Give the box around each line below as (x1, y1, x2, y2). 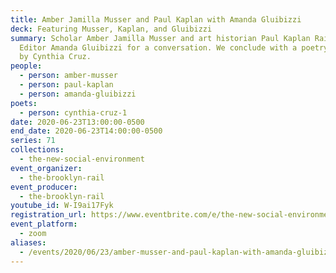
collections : (10, 145, 65, 155)
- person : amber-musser (19, 71, 118, 81)
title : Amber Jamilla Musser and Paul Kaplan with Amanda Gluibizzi (10, 14, 302, 25)
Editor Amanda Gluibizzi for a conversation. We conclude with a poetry (19, 42, 329, 53)
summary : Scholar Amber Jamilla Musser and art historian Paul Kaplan (10, 33, 311, 43)
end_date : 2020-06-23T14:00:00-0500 (10, 126, 163, 136)
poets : (10, 98, 38, 108)
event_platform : (10, 219, 78, 230)
